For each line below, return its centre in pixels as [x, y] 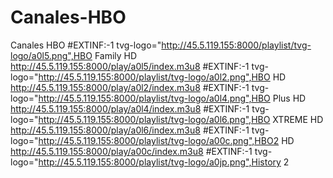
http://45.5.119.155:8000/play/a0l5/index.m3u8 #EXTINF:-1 [130, 66]
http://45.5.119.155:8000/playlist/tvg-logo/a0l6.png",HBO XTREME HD [181, 119]
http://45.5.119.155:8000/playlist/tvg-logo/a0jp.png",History [160, 162]
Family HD [116, 55]
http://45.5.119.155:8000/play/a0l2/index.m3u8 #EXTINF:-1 [130, 87]
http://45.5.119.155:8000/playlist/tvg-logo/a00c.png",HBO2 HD [166, 140]
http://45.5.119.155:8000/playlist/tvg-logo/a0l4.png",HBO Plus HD [172, 98]
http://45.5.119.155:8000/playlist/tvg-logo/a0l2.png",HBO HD [162, 77]
